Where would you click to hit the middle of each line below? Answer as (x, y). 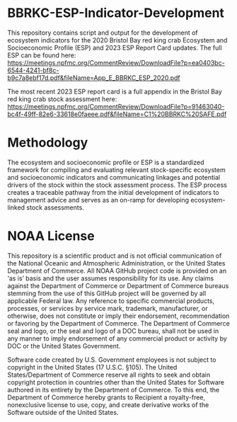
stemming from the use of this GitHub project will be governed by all (107, 293)
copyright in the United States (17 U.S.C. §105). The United (92, 367)
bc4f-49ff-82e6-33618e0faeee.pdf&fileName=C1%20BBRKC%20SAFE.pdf (117, 114)
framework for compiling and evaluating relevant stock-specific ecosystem (116, 170)
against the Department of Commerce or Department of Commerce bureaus (118, 285)
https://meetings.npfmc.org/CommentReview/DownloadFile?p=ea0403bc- (116, 62)
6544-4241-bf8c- (33, 70)
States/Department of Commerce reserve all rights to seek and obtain (109, 375)
